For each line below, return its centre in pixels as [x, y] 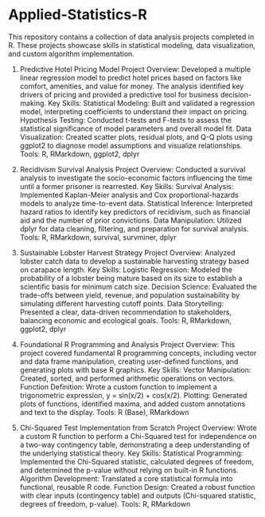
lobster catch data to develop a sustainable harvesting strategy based [134, 261]
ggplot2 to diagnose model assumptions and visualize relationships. [131, 145]
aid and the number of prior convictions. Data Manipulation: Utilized [131, 220]
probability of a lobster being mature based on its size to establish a [131, 278]
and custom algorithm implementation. [72, 53]
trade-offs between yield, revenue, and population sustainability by [130, 295]
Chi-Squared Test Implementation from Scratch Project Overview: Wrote [138, 428]
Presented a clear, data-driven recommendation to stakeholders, [126, 312]
